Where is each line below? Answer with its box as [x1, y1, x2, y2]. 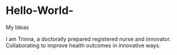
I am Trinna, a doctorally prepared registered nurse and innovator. [5, 35, 172, 42]
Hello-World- [5, 4, 74, 18]
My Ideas [5, 24, 29, 31]
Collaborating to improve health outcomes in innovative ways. [5, 42, 161, 49]
